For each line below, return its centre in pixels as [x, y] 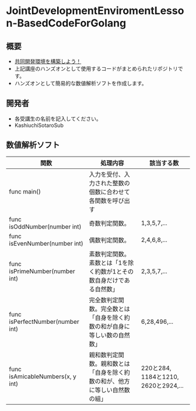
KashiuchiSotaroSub [39, 125]
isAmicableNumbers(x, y [43, 377]
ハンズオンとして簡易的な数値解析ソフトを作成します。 [80, 83]
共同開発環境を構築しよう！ [48, 61]
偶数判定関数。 [109, 240]
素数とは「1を [108, 263]
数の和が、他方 [109, 381]
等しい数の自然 [109, 335]
